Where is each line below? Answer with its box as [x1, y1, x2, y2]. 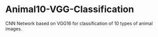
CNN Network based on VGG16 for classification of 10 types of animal [5, 20, 153, 26]
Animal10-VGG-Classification [5, 4, 134, 15]
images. [5, 25, 22, 31]
